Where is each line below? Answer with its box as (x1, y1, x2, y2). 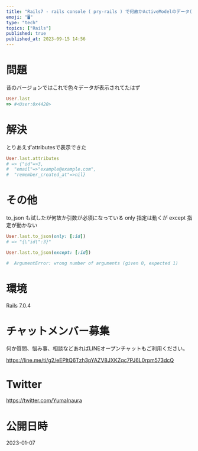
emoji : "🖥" (6, 14, 34, 20)
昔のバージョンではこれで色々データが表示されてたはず (6, 84, 141, 91)
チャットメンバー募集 (6, 324, 110, 338)
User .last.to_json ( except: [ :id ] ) (6, 249, 92, 256)
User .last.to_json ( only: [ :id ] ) (6, 234, 86, 240)
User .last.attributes (6, 155, 60, 161)
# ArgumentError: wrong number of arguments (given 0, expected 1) (6, 260, 178, 266)
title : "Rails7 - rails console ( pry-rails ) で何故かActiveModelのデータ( (6, 8, 193, 15)
